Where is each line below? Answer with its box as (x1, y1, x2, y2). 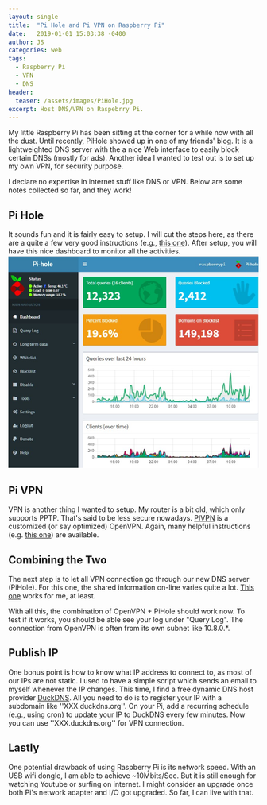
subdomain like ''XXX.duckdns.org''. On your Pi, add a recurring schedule (8, 701, 250, 710)
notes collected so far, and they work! (8, 185, 132, 195)
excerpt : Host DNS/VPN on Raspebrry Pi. (8, 105, 145, 113)
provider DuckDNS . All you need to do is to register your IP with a (8, 692, 222, 702)
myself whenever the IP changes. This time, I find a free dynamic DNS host (8, 684, 254, 694)
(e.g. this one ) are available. (8, 530, 99, 540)
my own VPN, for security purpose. (8, 161, 124, 171)
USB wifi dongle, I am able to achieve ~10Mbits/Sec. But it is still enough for (8, 771, 257, 780)
